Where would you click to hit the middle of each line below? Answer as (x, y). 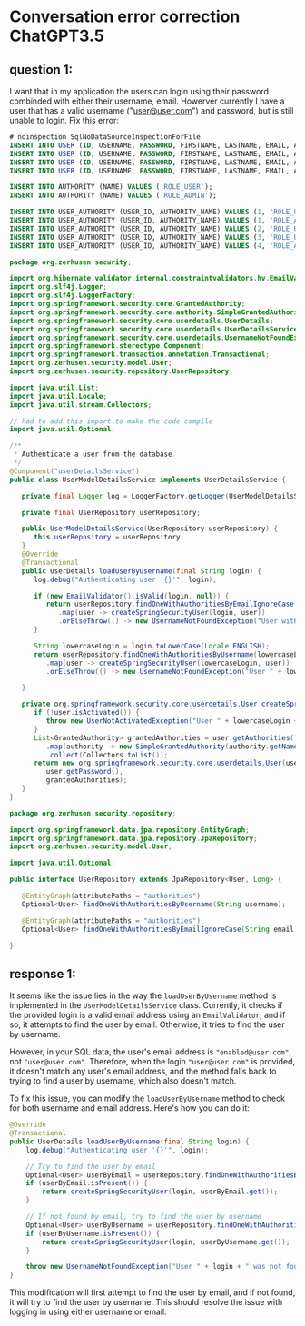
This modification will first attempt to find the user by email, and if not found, (152, 1292)
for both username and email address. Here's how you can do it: (129, 1108)
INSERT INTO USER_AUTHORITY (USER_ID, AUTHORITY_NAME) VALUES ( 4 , (138, 246)
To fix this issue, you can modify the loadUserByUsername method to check (148, 1098)
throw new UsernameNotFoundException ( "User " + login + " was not (154, 1267)
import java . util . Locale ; (58, 396)
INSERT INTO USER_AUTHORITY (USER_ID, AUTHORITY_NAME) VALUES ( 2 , (138, 229)
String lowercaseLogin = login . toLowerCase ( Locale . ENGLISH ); (152, 646)
